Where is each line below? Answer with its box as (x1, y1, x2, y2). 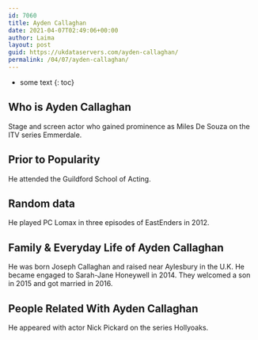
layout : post (8, 41, 51, 49)
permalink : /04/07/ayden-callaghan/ (8, 56, 129, 64)
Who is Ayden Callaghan (8, 101, 132, 114)
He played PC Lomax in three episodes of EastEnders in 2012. (8, 218, 210, 227)
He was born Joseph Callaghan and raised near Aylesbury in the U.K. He (8, 262, 245, 272)
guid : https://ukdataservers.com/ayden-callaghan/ (8, 48, 179, 56)
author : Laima (8, 33, 55, 42)
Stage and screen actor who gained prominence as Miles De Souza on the (8, 121, 251, 131)
